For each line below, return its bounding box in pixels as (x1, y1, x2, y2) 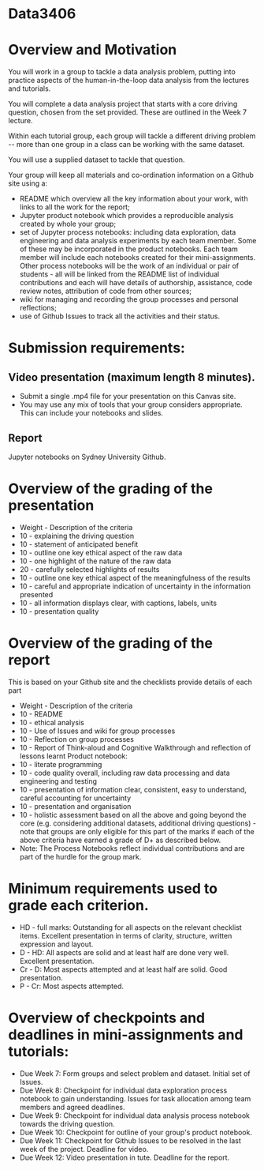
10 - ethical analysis (19, 717, 84, 727)
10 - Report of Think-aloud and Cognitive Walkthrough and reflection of (19, 743, 251, 752)
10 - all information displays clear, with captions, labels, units (19, 598, 218, 608)
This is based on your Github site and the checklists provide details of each (8, 677, 252, 687)
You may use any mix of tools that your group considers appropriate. (19, 400, 243, 409)
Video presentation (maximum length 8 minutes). (8, 371, 255, 384)
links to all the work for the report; (19, 202, 130, 212)
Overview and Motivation (8, 41, 177, 59)
